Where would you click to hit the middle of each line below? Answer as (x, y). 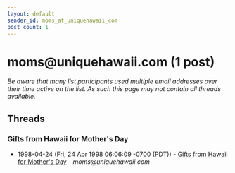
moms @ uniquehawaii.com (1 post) (111, 62)
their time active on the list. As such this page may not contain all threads (114, 89)
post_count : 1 (28, 27)
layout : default (31, 14)
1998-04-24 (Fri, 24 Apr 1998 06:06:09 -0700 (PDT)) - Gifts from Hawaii (122, 154)
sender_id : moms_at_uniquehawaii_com (63, 20)
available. (22, 97)
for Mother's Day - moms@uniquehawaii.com (83, 162)
